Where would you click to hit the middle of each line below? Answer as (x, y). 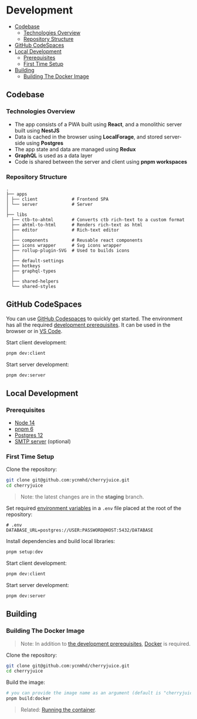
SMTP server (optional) (43, 442)
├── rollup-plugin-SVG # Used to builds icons (71, 250)
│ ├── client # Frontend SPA (57, 199)
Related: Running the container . (58, 710)
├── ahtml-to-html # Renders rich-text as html (77, 225)
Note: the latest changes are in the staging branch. (82, 497)
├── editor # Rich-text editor (65, 230)
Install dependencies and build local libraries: (61, 541)
